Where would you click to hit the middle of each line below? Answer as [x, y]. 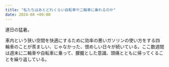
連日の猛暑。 [18, 29]
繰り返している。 [32, 59]
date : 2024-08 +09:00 [28, 15]
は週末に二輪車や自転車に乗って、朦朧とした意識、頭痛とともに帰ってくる [82, 53]
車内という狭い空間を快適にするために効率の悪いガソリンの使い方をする [80, 40]
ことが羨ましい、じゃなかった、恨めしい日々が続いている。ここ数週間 [91, 46]
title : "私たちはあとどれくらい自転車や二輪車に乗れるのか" [61, 10]
